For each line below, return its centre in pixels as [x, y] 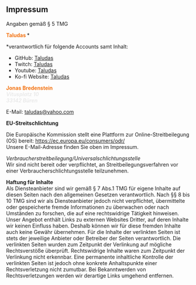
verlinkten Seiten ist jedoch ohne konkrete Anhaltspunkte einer [82, 263]
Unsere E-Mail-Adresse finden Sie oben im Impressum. [73, 147]
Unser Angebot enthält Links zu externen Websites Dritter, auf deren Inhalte [97, 219]
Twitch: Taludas [33, 64]
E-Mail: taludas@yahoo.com [40, 111]
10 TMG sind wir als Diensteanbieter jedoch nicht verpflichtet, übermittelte [96, 201]
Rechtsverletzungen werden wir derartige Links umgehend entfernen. [90, 276]
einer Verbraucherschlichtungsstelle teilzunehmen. [68, 171]
